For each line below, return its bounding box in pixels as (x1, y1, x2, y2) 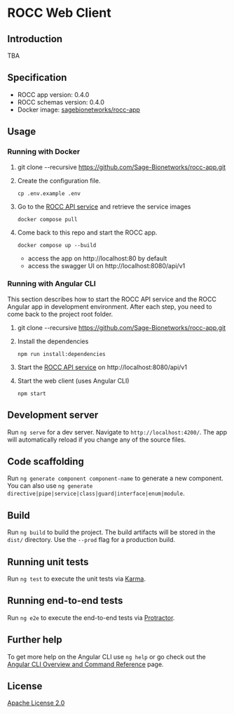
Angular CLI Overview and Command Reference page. (7, 660, 164, 668)
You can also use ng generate (7, 482, 93, 490)
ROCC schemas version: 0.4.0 (17, 98, 105, 106)
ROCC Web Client (7, 5, 111, 21)
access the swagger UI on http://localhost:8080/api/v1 (27, 261, 186, 270)
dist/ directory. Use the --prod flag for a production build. (7, 536, 175, 544)
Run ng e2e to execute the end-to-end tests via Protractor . (7, 613, 175, 622)
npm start (17, 390, 47, 397)
